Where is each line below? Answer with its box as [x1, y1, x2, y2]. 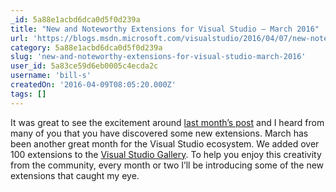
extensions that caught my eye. [10, 169, 140, 181]
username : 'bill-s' [10, 71, 92, 81]
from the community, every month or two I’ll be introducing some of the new [10, 159, 325, 171]
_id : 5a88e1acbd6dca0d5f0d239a [10, 14, 141, 25]
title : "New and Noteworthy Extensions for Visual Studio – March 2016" [10, 24, 320, 34]
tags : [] [10, 89, 47, 99]
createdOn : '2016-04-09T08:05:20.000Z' [10, 80, 177, 90]
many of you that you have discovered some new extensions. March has [10, 127, 309, 139]
